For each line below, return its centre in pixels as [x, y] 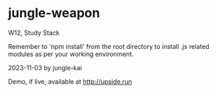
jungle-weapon [54, 13]
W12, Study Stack [34, 33]
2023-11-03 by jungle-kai [45, 67]
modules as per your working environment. [71, 54]
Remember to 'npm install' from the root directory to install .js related [109, 46]
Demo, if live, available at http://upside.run [70, 81]
